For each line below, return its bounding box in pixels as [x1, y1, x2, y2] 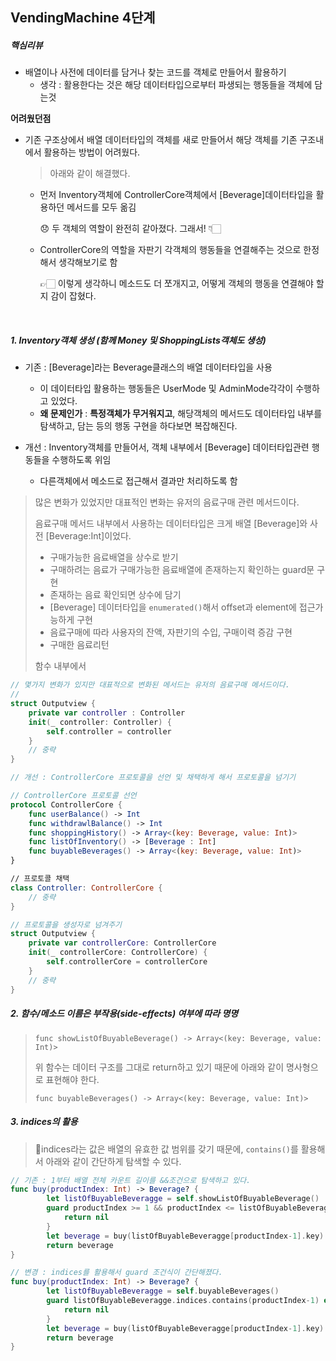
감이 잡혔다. [50, 290, 97, 302]
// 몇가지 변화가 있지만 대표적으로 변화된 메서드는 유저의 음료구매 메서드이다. [10, 680, 290, 690]
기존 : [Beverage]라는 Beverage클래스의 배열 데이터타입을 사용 [24, 361, 273, 373]
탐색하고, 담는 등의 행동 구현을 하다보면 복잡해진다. [39, 420, 238, 432]
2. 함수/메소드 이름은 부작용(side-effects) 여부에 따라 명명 [10, 1008, 239, 1020]
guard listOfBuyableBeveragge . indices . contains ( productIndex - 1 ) [46, 1296, 320, 1306]
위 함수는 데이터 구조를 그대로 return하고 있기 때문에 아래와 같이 [34, 1061, 285, 1073]
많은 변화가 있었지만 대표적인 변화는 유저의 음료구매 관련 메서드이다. [34, 496, 300, 508]
